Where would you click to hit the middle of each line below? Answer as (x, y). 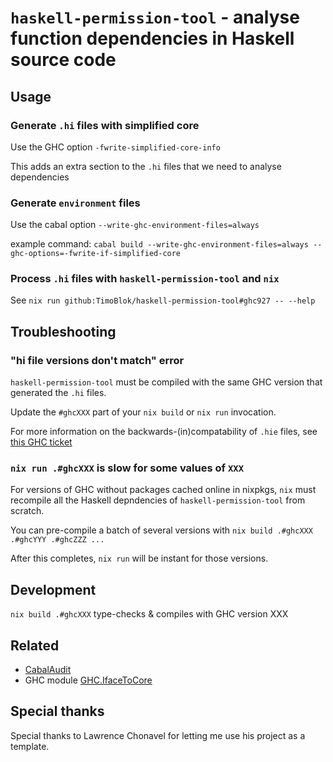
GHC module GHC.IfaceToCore (88, 680)
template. (30, 746)
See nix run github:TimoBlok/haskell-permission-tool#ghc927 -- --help (163, 300)
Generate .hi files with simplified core (105, 125)
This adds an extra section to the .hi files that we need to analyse (146, 166)
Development (53, 589)
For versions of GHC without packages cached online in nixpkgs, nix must (163, 490)
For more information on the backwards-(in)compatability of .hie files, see (164, 432)
